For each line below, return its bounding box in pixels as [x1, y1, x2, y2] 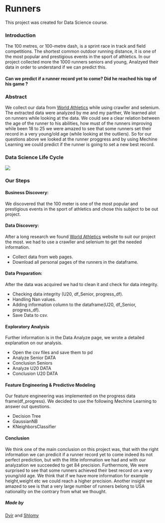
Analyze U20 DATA [12, 366, 51, 372]
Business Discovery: [5, 189, 49, 195]
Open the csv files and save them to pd [12, 350, 93, 356]
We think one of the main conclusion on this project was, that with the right [5, 446, 159, 452]
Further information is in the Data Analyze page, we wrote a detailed [5, 335, 145, 341]
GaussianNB [12, 418, 38, 425]
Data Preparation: [5, 270, 43, 276]
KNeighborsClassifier [12, 424, 56, 430]
